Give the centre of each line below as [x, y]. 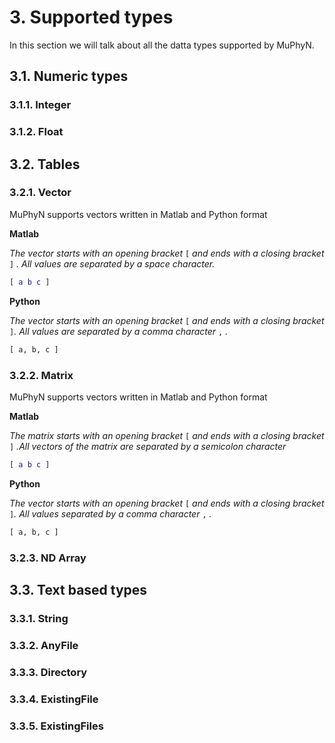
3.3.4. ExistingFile [54, 699]
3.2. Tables [45, 164]
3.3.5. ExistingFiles [56, 726]
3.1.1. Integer [40, 105]
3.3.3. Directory [48, 672]
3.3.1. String [39, 618]
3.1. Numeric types [69, 76]
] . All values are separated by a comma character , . [119, 331]
